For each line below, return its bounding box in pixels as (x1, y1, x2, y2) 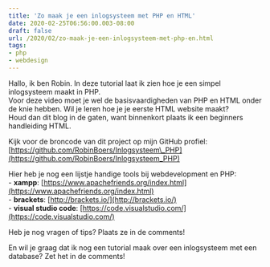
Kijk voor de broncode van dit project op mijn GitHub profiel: (8, 136, 207, 146)
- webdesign (8, 57, 48, 65)
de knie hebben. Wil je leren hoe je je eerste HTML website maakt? (8, 103, 229, 113)
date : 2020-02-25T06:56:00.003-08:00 (8, 19, 135, 27)
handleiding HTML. (8, 121, 72, 131)
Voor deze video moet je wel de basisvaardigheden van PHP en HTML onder (8, 95, 262, 105)
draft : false (8, 26, 52, 34)
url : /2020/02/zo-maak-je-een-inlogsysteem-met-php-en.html (8, 34, 215, 42)
